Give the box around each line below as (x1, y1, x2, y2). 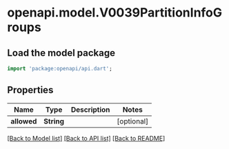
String (43, 116, 64, 126)
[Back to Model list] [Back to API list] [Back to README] (7, 134, 166, 142)
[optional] (117, 116, 149, 126)
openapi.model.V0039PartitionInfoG (7, 5, 223, 21)
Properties (7, 84, 54, 96)
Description (70, 105, 110, 115)
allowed (10, 116, 37, 126)
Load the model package (7, 47, 116, 59)
